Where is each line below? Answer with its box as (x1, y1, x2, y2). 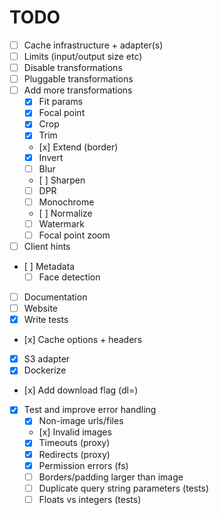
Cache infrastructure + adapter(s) (23, 39, 164, 51)
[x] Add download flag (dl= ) (23, 384, 139, 396)
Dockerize (23, 364, 67, 376)
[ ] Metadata (23, 260, 76, 272)
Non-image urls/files (38, 415, 124, 427)
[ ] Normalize (38, 207, 93, 219)
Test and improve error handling (23, 404, 157, 416)
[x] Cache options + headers (23, 334, 143, 346)
